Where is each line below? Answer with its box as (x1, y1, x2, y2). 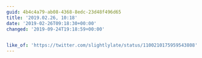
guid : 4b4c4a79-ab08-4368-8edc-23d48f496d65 (6, 9, 121, 15)
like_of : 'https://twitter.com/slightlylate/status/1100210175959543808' (6, 42, 198, 49)
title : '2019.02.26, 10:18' (6, 15, 78, 21)
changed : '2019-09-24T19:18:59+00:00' (6, 26, 105, 32)
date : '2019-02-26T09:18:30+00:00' (6, 20, 97, 26)
